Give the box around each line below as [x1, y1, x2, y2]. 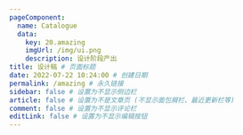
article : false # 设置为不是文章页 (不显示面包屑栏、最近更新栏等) [9, 95, 235, 105]
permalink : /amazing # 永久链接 [9, 79, 125, 88]
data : [17, 29, 38, 38]
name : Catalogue [17, 21, 77, 30]
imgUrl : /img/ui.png [25, 46, 101, 55]
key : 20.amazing [25, 37, 86, 47]
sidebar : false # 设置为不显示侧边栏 [9, 87, 137, 96]
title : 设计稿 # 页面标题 [9, 63, 96, 72]
